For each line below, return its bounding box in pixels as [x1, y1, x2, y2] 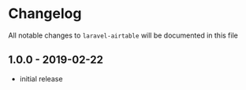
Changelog [8, 5, 82, 23]
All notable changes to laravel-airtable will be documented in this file [8, 31, 238, 40]
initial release [19, 74, 63, 83]
